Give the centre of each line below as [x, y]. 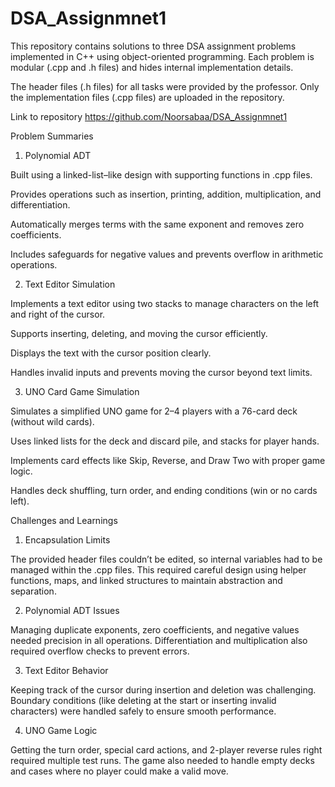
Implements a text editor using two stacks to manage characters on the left [164, 303]
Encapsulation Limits [67, 539]
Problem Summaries [52, 136]
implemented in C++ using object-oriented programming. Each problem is [162, 56]
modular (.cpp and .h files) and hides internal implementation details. [152, 67]
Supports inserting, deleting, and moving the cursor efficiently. [139, 333]
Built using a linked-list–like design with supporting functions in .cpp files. [161, 174]
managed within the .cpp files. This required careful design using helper [158, 569]
